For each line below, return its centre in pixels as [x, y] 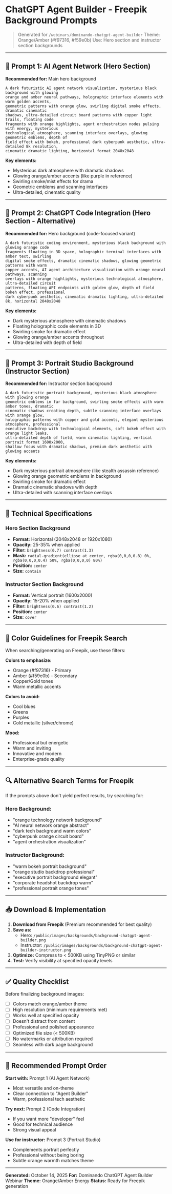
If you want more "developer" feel [48, 1119]
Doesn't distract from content [44, 1021]
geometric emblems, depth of [36, 137]
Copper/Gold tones [33, 681]
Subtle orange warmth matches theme [53, 1160]
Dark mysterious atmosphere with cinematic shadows [69, 320]
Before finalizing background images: [45, 994]
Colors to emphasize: [29, 660]
